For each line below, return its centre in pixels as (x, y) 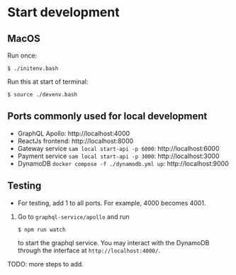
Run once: (22, 55)
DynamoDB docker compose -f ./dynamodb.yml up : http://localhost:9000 (123, 163)
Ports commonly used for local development (107, 117)
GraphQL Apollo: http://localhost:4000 (74, 133)
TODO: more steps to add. (45, 264)
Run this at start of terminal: (48, 82)
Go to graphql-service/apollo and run (73, 216)
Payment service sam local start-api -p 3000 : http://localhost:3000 (118, 156)
